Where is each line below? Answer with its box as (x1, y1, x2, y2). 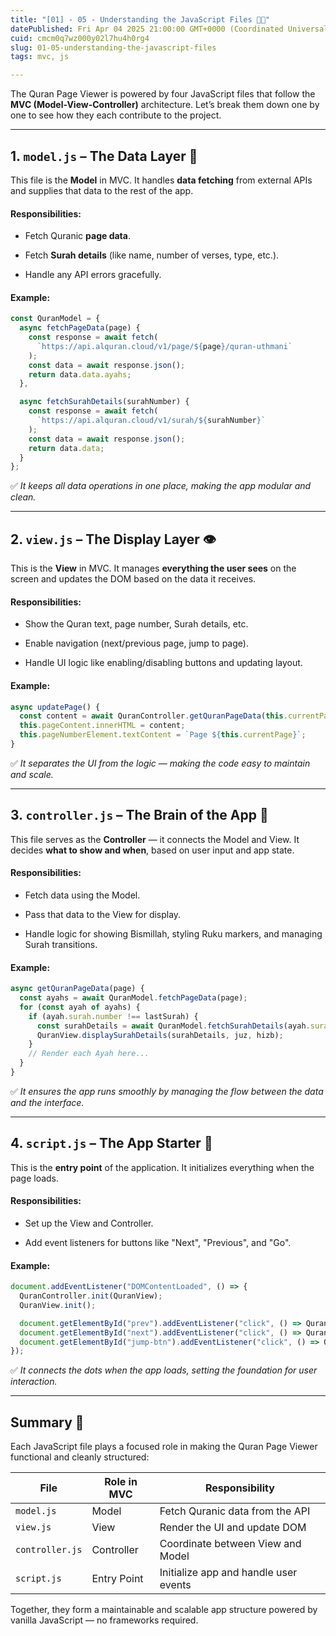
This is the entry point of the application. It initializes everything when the (10, 1161, 315, 1173)
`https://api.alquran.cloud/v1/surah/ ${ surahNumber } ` (36, 416, 267, 426)
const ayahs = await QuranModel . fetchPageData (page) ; (19, 993, 248, 1003)
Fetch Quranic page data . (24, 230, 131, 242)
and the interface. (10, 1096, 85, 1108)
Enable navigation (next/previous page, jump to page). (24, 637, 249, 650)
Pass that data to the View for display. (24, 908, 182, 920)
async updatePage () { (10, 702, 101, 712)
